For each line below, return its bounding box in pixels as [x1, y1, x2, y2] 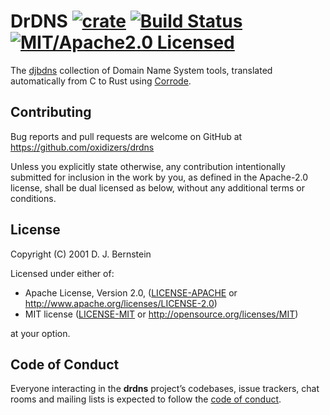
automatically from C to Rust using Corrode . [10, 75, 192, 87]
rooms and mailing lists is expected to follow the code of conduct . [10, 393, 282, 405]
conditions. [10, 192, 57, 204]
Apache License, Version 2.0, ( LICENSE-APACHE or [24, 286, 238, 299]
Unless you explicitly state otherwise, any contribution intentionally [10, 160, 286, 172]
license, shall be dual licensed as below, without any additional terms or [10, 181, 306, 194]
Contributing [10, 104, 92, 121]
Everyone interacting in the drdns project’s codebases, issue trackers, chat [10, 383, 320, 395]
